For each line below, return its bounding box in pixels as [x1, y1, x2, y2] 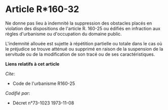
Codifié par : [5, 90, 30, 96]
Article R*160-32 [5, 4, 79, 15]
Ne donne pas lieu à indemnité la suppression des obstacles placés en [5, 20, 152, 26]
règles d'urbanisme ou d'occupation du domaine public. [5, 31, 122, 37]
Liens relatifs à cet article [5, 61, 60, 67]
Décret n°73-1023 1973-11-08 [12, 99, 74, 106]
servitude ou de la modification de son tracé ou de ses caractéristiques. [5, 51, 155, 57]
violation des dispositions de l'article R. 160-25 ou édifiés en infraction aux [5, 25, 161, 31]
